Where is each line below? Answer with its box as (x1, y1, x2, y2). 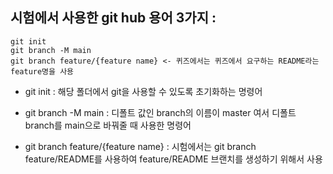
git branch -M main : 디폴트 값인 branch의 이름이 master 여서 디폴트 (24, 106, 297, 118)
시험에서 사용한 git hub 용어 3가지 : (10, 9, 217, 27)
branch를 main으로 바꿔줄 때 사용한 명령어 (24, 119, 192, 131)
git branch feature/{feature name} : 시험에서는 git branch (24, 140, 257, 152)
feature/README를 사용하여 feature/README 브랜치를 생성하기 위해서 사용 (24, 153, 323, 165)
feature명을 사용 (10, 66, 75, 77)
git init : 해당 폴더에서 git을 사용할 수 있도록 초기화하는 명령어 (24, 85, 263, 97)
